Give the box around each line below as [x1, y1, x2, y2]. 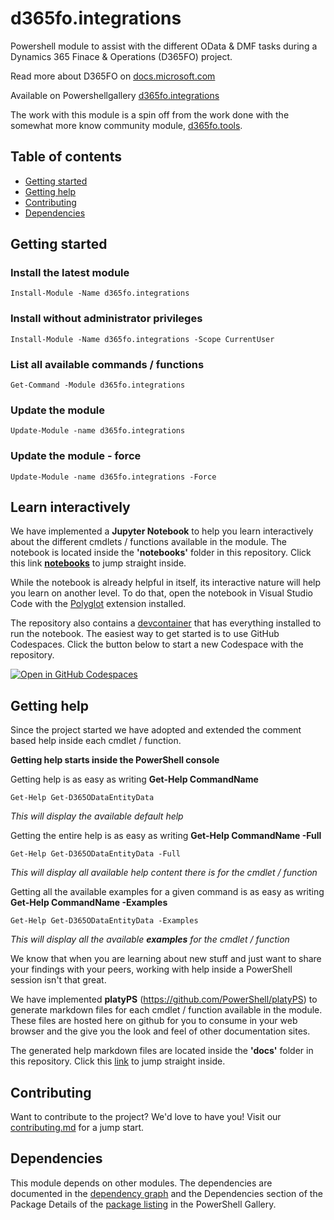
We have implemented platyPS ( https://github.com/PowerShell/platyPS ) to [10, 993, 318, 1006]
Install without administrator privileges [10, 312, 203, 326]
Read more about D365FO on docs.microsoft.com [10, 70, 216, 82]
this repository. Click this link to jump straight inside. [10, 1055, 226, 1067]
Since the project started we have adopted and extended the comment [10, 724, 302, 736]
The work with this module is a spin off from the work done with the [10, 108, 290, 121]
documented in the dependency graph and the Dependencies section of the [10, 1187, 323, 1199]
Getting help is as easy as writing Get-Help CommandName [10, 773, 259, 786]
